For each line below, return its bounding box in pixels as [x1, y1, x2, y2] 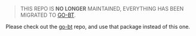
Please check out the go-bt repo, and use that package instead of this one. [5, 23, 191, 30]
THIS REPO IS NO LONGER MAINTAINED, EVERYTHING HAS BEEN [20, 5, 184, 12]
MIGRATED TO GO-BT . [20, 11, 76, 19]
